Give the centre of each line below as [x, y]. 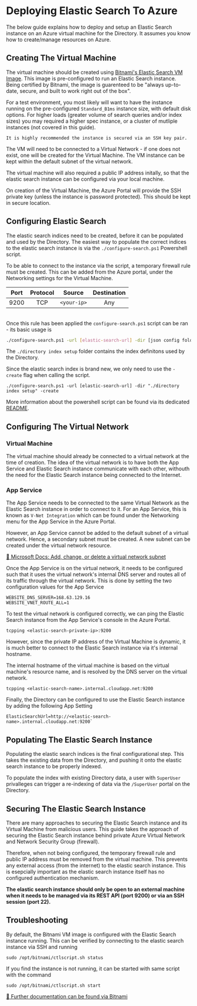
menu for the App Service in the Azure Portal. [61, 521]
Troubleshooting [37, 920]
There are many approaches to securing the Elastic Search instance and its [97, 823]
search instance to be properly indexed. [54, 766]
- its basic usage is [29, 329]
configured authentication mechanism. [53, 878]
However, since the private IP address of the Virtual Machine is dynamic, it [96, 642]
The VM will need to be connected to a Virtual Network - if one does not [93, 149]
